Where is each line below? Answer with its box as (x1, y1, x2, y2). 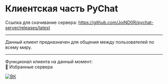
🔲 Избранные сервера (5, 64, 53, 70)
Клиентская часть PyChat (5, 3, 118, 14)
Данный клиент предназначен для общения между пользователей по (5, 39, 154, 45)
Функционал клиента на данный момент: (5, 58, 93, 65)
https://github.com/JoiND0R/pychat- (78, 19, 154, 25)
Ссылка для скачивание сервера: (5, 19, 77, 25)
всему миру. (5, 44, 32, 50)
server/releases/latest (5, 24, 50, 30)
